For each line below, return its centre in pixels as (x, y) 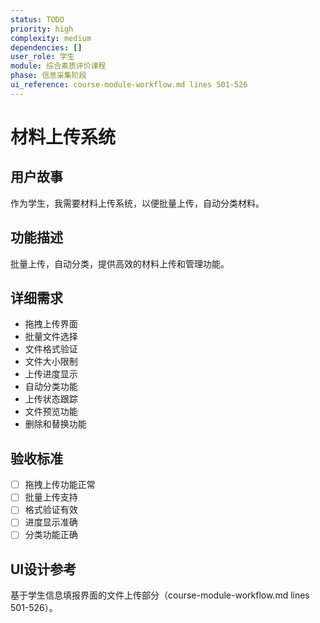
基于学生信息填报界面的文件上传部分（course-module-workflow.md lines (160, 595)
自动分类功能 (51, 387)
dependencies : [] (46, 47)
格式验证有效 (51, 510)
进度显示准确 (51, 522)
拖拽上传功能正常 (60, 485)
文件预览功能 (51, 412)
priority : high (42, 29)
